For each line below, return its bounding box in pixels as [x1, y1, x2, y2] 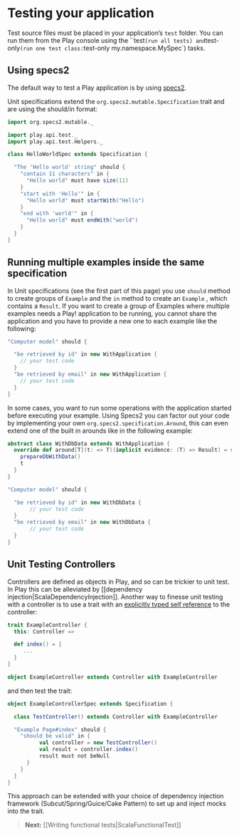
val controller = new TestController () [38, 739, 158, 746]
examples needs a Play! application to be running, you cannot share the [7, 309, 217, 318]
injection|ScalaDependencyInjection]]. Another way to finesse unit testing [7, 592, 223, 601]
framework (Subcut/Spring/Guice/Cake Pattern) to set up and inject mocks [7, 800, 226, 808]
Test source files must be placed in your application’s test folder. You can [7, 29, 223, 37]
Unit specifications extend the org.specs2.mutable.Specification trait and [7, 97, 225, 105]
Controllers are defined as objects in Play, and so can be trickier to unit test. [7, 577, 230, 586]
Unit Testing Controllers [7, 558, 116, 571]
